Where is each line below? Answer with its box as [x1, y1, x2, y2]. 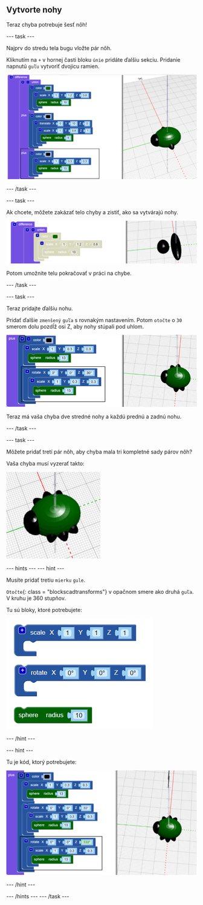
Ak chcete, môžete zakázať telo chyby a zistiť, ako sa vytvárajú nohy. [6, 208, 178, 216]
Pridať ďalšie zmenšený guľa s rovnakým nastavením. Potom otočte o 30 [6, 316, 182, 323]
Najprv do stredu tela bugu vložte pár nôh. [6, 44, 112, 51]
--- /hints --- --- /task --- [6, 893, 69, 900]
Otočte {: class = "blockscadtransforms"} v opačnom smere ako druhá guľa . [6, 588, 194, 595]
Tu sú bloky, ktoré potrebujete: [6, 606, 83, 613]
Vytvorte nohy [6, 5, 62, 15]
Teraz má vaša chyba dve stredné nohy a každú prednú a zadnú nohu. [6, 413, 182, 420]
